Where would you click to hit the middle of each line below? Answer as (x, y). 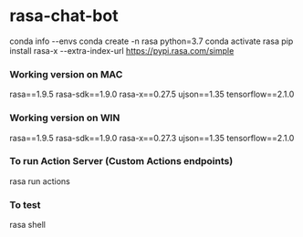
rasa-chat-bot (64, 16)
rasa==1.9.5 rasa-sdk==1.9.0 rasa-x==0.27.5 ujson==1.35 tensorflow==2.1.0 (152, 94)
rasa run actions (40, 181)
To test (25, 204)
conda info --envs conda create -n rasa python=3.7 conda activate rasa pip (151, 41)
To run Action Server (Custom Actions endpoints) (121, 161)
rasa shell (27, 225)
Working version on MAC (66, 74)
